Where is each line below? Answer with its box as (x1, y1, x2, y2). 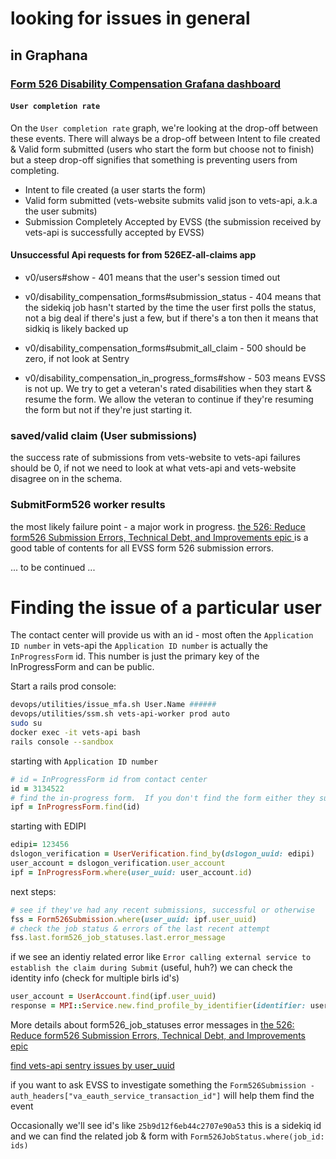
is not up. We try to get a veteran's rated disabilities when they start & (24, 382, 312, 394)
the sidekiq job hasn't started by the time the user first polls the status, (24, 301, 317, 313)
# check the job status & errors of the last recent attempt (10, 923, 271, 934)
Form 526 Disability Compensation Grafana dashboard (10, 77, 281, 91)
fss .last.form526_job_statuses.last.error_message (10, 933, 226, 943)
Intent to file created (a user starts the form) (24, 183, 207, 196)
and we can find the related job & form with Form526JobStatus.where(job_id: (10, 1130, 325, 1142)
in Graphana (10, 47, 88, 64)
